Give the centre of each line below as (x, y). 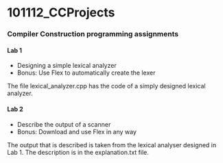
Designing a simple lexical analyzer (67, 66)
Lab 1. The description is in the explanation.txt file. (78, 152)
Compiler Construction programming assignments (93, 34)
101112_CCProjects (61, 13)
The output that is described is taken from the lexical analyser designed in (112, 145)
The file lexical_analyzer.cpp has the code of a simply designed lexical (106, 86)
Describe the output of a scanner (64, 124)
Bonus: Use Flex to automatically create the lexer (86, 73)
